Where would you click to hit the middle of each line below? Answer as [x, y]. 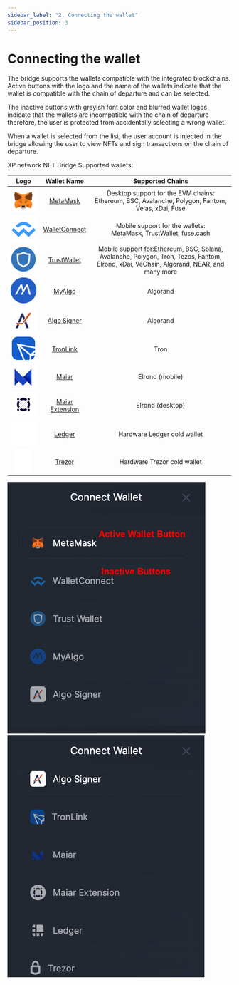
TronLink [65, 349]
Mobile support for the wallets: [161, 225]
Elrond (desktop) [161, 406]
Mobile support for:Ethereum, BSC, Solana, [161, 249]
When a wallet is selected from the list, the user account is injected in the [115, 136]
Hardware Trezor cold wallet [161, 461]
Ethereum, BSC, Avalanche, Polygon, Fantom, [161, 201]
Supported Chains [160, 181]
